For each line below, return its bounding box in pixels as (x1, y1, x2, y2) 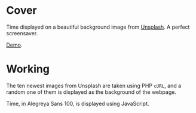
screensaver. (6, 29, 38, 36)
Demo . (6, 41, 23, 48)
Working (6, 62, 50, 76)
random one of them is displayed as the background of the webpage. (6, 88, 176, 96)
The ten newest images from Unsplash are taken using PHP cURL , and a (6, 82, 182, 89)
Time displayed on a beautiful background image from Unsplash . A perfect (6, 23, 190, 30)
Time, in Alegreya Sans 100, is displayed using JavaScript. (6, 100, 149, 107)
